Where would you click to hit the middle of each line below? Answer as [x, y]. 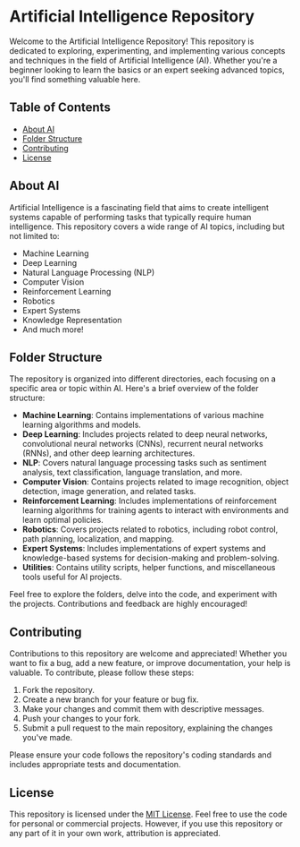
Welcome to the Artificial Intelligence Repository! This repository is [132, 41]
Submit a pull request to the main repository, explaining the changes [147, 728]
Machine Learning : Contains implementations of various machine [143, 415]
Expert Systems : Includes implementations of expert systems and [144, 549]
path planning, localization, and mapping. [98, 539]
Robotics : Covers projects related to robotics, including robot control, [150, 529]
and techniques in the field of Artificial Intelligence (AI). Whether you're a [143, 60]
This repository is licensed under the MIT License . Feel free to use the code [148, 814]
